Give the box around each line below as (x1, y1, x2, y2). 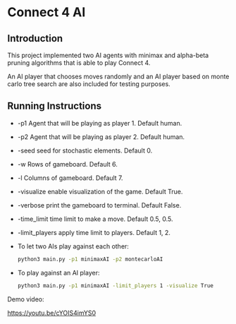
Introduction (7, 32, 63, 44)
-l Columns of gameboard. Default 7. (17, 174, 123, 182)
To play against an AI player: (17, 268, 100, 277)
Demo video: (7, 294, 44, 304)
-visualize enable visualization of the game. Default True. (17, 187, 183, 196)
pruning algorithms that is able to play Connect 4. (7, 59, 151, 67)
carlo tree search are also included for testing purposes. (7, 80, 170, 88)
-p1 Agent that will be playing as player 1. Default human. (17, 119, 182, 127)
